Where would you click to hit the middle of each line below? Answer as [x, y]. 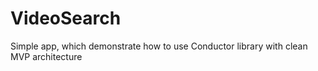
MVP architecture [46, 56]
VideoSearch [66, 18]
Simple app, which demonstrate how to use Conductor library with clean [159, 46]
